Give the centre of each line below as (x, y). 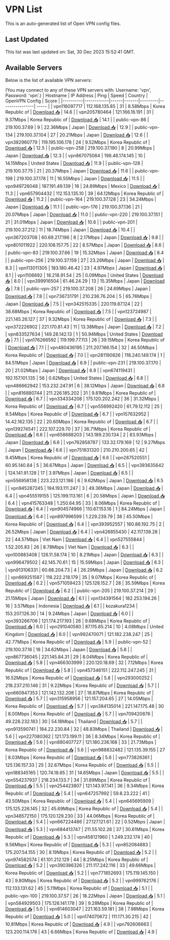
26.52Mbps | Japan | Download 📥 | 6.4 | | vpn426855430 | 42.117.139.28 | (83, 532)
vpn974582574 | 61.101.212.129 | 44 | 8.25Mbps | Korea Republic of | (77, 860)
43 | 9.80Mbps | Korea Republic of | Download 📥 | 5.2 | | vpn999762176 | (82, 880)
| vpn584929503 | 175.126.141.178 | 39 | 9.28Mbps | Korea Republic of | (79, 903)
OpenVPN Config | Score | (32, 101)
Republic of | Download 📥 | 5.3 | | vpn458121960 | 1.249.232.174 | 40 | (79, 837)
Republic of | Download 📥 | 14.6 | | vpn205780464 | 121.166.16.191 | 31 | (79, 112)
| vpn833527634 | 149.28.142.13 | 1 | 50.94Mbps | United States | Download (84, 334)
